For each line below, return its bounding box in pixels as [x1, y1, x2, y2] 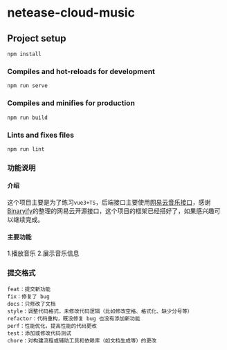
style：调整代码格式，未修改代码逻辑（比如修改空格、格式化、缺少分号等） [7, 308, 193, 315]
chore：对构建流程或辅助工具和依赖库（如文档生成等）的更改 [7, 337, 157, 344]
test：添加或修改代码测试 [7, 330, 71, 337]
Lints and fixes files [7, 130, 75, 140]
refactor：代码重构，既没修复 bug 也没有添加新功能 [7, 315, 140, 322]
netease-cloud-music [7, 5, 135, 21]
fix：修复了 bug [7, 293, 50, 300]
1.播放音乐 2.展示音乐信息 [7, 249, 80, 257]
